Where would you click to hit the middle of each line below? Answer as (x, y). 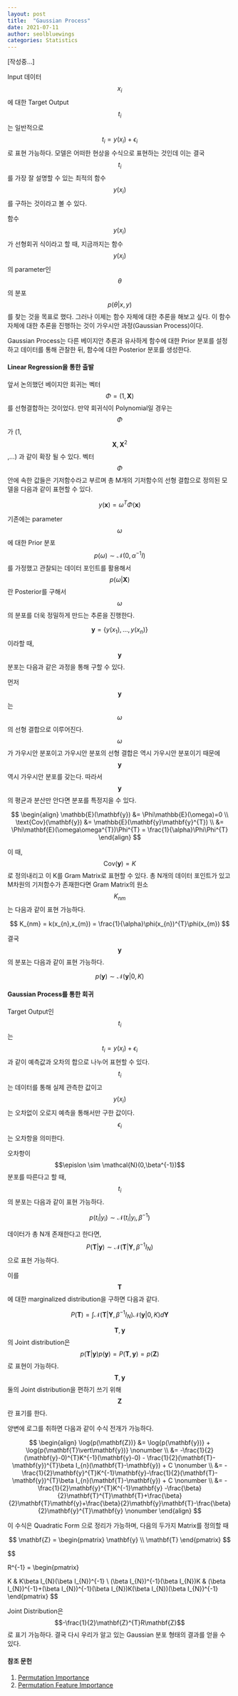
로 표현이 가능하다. (33, 1366)
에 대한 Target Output (38, 102)
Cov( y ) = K (120, 863)
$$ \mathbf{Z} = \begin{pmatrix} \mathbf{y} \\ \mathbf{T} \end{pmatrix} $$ (120, 1539)
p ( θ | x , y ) (120, 305)
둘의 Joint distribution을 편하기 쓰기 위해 (64, 1389)
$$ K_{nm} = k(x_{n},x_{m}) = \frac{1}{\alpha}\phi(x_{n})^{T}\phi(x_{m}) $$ (120, 924)
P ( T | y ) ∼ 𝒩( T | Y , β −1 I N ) (120, 1247)
